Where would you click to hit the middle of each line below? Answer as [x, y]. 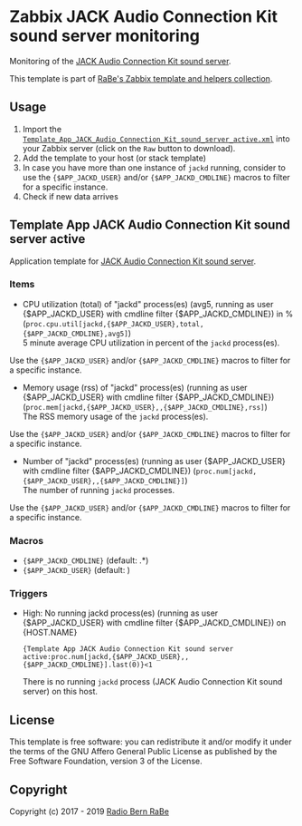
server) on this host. [60, 692]
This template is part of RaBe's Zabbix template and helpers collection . [141, 78]
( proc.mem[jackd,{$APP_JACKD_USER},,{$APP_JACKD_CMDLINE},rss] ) [145, 406]
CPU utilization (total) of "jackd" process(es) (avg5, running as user [148, 304]
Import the [42, 129]
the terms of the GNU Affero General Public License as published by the [143, 752]
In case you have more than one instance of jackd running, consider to [154, 167]
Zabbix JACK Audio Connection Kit [144, 17]
